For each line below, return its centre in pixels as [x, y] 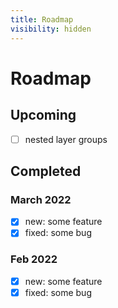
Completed [46, 171]
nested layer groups [66, 139]
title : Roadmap [42, 19]
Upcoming [43, 115]
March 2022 [41, 199]
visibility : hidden [51, 29]
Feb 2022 [34, 259]
